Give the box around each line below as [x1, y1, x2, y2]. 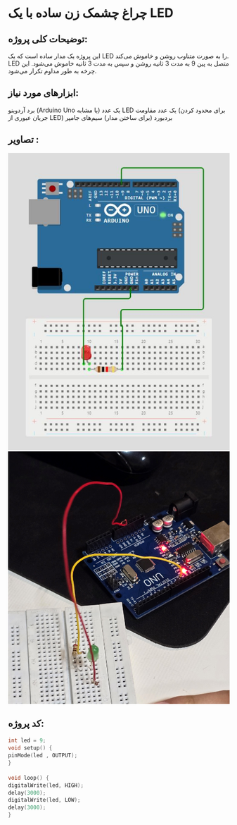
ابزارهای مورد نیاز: [8, 87, 79, 99]
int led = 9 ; [8, 737, 46, 745]
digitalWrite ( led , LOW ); [8, 797, 81, 804]
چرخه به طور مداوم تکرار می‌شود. [8, 67, 97, 75]
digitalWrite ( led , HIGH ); [8, 781, 84, 789]
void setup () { [8, 745, 53, 752]
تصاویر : [8, 134, 39, 146]
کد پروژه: [8, 718, 44, 730]
